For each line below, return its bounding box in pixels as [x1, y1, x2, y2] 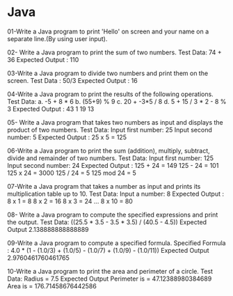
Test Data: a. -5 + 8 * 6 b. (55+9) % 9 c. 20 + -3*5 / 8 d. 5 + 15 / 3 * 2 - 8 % [7, 97, 227, 105]
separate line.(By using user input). [7, 34, 108, 42]
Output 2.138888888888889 [7, 225, 89, 233]
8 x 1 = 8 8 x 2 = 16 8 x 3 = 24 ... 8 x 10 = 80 [7, 196, 134, 205]
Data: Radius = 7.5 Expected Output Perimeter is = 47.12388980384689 [7, 274, 212, 283]
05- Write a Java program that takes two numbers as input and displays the [7, 118, 224, 126]
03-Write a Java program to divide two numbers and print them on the [7, 69, 209, 77]
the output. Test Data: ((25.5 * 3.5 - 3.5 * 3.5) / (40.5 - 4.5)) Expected [7, 217, 207, 226]
